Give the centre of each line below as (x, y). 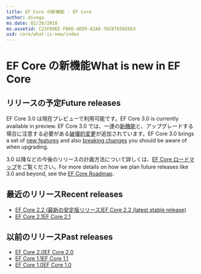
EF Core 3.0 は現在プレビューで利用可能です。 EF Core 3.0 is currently (92, 119)
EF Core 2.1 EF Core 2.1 (43, 216)
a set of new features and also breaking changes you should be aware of (97, 141)
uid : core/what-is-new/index (43, 34)
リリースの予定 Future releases (64, 103)
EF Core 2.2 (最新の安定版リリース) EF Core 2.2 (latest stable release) (100, 209)
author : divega (25, 18)
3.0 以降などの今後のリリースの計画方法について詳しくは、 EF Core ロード (98, 159)
